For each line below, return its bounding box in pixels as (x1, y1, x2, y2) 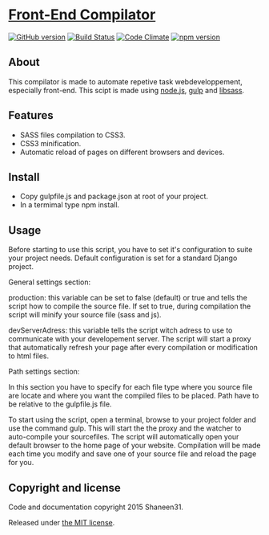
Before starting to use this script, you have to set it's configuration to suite (8, 245, 253, 255)
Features (8, 108, 54, 122)
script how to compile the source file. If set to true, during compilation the (8, 301, 251, 311)
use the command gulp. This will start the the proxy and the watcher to (8, 423, 242, 433)
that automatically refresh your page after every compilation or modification (8, 343, 259, 353)
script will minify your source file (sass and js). (8, 310, 162, 320)
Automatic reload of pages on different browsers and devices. (19, 147, 225, 157)
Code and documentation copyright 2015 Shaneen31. (8, 502, 184, 512)
